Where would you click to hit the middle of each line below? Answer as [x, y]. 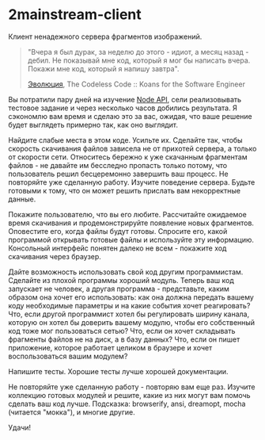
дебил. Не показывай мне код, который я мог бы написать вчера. [139, 60]
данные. [22, 199]
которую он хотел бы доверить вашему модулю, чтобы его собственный [132, 322]
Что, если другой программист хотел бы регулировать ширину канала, [129, 314]
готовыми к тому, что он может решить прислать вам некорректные [125, 190]
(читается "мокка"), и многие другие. [72, 412]
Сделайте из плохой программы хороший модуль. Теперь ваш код [121, 280]
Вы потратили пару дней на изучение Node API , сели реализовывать [125, 99]
